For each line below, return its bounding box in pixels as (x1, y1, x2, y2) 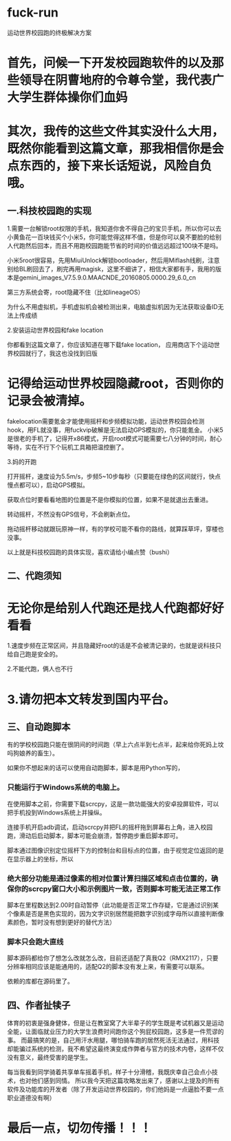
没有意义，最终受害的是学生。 (7, 1054, 91, 1062)
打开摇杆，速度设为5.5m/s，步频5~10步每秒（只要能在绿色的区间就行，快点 (7, 472, 221, 481)
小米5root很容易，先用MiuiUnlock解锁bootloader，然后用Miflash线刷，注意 (7, 256, 220, 264)
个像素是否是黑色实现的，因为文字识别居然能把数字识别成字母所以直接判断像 (7, 909, 224, 917)
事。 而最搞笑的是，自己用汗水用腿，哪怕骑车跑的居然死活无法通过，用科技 (7, 1036, 220, 1045)
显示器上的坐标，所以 (12, 855, 74, 863)
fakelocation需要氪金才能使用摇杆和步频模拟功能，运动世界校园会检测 (7, 417, 205, 426)
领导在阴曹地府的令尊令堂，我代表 (19, 72, 212, 88)
